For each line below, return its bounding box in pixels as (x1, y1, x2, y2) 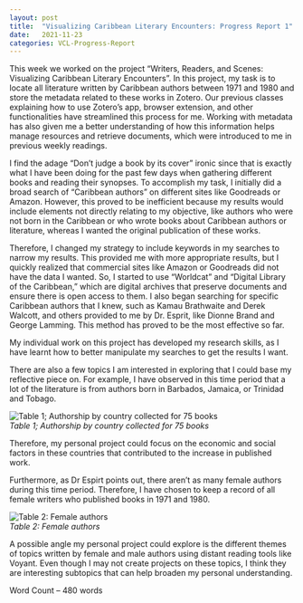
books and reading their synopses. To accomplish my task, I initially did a (9, 177, 282, 188)
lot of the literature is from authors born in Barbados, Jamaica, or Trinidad (9, 384, 285, 395)
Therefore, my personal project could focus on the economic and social (9, 438, 276, 449)
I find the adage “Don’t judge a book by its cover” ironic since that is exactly (9, 158, 292, 168)
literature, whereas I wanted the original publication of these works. (9, 225, 260, 236)
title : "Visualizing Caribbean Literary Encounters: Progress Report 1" (9, 22, 294, 31)
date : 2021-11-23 (9, 30, 83, 39)
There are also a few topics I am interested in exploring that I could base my (9, 364, 292, 376)
